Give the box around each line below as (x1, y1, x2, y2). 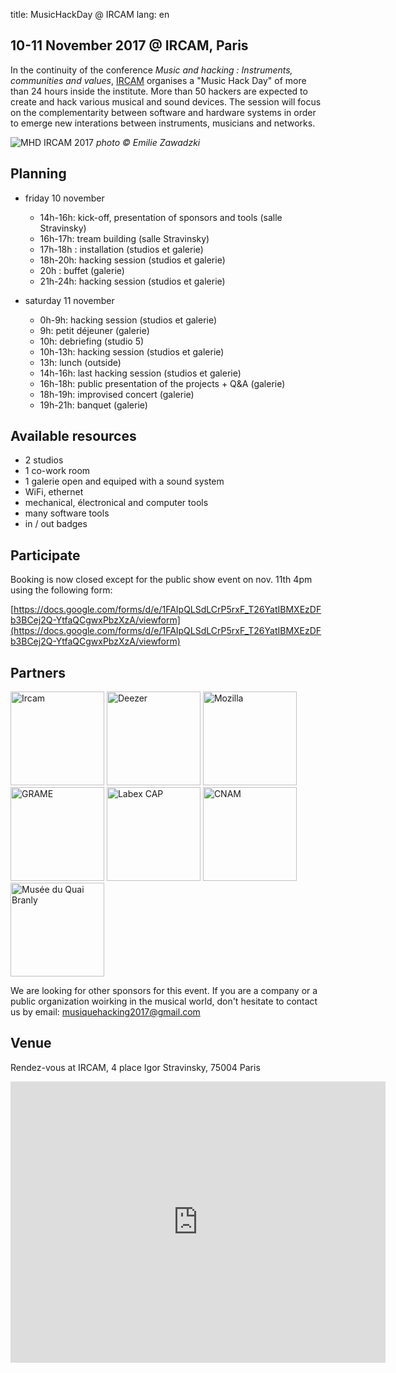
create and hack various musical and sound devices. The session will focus (10, 95, 322, 108)
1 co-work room (24, 465, 91, 477)
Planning (10, 165, 67, 183)
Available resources (10, 428, 137, 445)
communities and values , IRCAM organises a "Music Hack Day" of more (10, 74, 307, 86)
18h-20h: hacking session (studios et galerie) (39, 254, 226, 266)
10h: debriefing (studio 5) (39, 335, 145, 347)
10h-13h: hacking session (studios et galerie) (39, 345, 225, 358)
